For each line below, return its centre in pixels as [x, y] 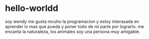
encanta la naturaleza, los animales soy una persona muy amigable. [73, 31]
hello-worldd [32, 8]
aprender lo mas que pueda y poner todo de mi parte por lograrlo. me [74, 26]
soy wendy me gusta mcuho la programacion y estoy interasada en [72, 21]
